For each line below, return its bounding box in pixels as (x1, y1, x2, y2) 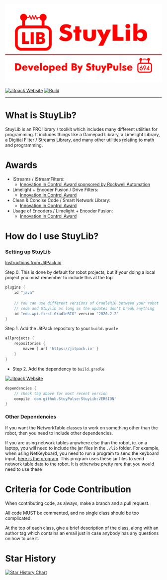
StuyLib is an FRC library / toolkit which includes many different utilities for (5, 126, 158, 132)
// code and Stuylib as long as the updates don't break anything (14, 306, 155, 311)
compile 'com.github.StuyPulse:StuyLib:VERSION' (14, 396, 117, 401)
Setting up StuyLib (5, 248, 51, 255)
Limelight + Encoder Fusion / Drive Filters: (12, 187, 98, 193)
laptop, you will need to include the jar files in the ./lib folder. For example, (5, 445, 160, 451)
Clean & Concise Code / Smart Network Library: (12, 197, 111, 203)
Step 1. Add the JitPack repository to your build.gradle (5, 326, 118, 332)
